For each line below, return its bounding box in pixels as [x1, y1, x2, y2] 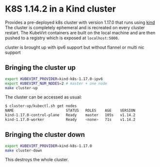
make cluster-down [5, 148, 42, 153]
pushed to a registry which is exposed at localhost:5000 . [5, 35, 119, 41]
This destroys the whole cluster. [5, 157, 69, 163]
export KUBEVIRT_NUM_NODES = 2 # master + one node [5, 81, 108, 86]
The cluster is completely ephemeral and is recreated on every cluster [5, 24, 145, 30]
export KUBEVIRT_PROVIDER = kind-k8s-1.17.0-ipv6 [5, 76, 103, 81]
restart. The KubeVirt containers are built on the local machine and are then [5, 30, 156, 35]
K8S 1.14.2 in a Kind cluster [5, 3, 116, 15]
